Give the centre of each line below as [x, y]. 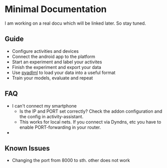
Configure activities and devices [45, 51]
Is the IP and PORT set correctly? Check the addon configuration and [91, 111]
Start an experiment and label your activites [57, 62]
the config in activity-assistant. [51, 116]
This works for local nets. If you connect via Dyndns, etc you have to [90, 122]
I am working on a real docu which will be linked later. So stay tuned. [75, 23]
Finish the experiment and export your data [56, 67]
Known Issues [27, 148]
